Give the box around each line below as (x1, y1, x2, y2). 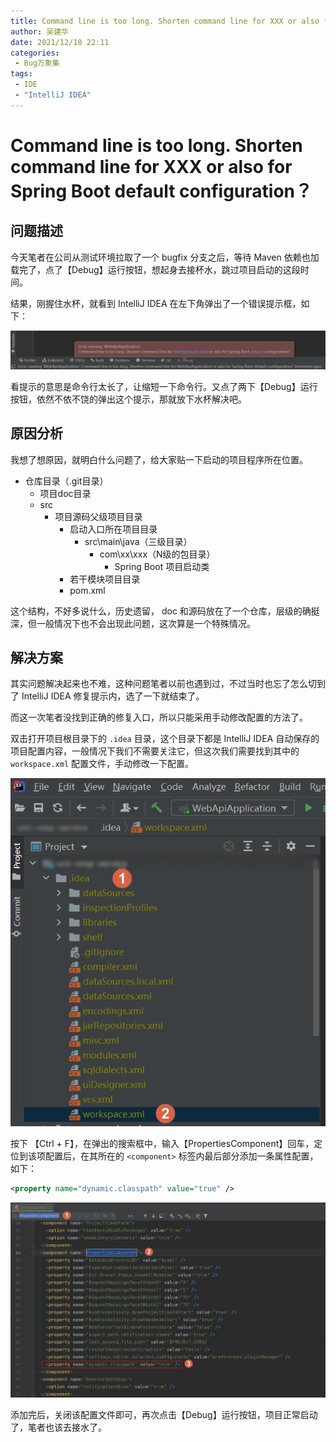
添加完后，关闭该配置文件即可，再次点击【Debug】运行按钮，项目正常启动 (10, 1409, 318, 1421)
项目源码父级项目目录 (54, 510, 143, 522)
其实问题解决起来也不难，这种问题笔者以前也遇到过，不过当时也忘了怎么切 (10, 678, 317, 690)
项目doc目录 (39, 487, 92, 499)
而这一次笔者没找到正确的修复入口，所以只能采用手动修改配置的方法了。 (10, 711, 308, 724)
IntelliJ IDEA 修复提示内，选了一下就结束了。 (21, 690, 205, 702)
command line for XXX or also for (10, 155, 293, 178)
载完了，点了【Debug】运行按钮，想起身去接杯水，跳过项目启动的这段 (10, 263, 301, 275)
